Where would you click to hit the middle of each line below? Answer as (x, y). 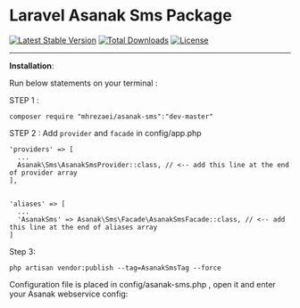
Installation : (32, 65)
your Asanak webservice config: (69, 294)
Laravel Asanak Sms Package (121, 16)
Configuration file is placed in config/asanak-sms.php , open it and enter (143, 284)
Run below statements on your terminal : (83, 83)
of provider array (43, 173)
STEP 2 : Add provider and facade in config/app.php (106, 133)
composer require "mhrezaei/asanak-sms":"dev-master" (112, 117)
